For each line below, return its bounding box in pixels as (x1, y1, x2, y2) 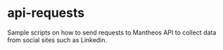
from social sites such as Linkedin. (7, 35, 108, 44)
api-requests (7, 5, 85, 21)
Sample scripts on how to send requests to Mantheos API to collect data (7, 28, 217, 37)
